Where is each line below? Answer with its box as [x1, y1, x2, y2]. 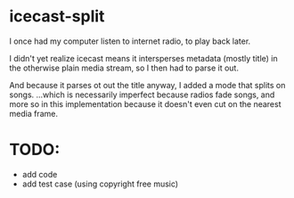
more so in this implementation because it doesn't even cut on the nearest [9, 98, 282, 109]
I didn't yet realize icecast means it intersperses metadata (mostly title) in [9, 53, 278, 63]
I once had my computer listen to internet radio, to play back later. [9, 36, 251, 46]
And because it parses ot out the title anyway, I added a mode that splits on [9, 79, 286, 90]
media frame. [9, 108, 58, 119]
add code [21, 169, 58, 179]
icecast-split [9, 6, 105, 27]
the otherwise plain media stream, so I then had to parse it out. [9, 62, 239, 73]
